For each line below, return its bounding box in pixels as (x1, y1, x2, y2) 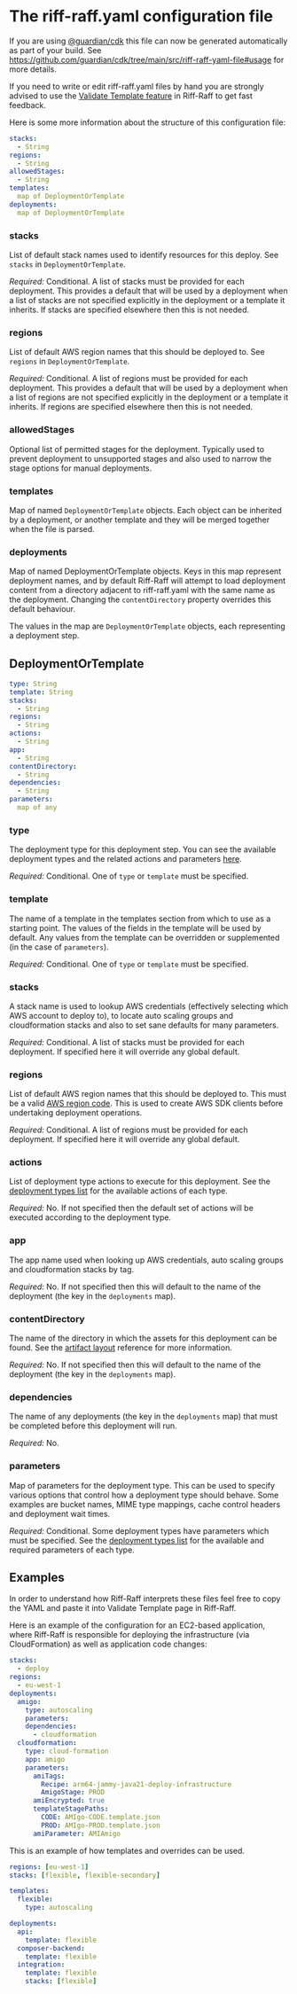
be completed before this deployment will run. (9, 1420, 177, 1431)
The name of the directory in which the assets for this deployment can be (9, 1333, 277, 1344)
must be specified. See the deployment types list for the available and (9, 1535, 264, 1545)
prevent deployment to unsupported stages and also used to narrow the (9, 453, 272, 464)
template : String (9, 687, 74, 697)
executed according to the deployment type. (9, 1212, 171, 1223)
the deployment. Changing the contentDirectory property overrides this (9, 594, 272, 605)
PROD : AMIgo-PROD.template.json (41, 1820, 161, 1830)
